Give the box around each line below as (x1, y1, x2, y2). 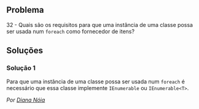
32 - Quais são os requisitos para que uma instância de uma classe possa (6, 21, 193, 28)
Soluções (6, 45, 43, 56)
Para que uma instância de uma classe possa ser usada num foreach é (6, 78, 185, 85)
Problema (6, 5, 44, 15)
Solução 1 (6, 64, 36, 72)
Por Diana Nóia (6, 96, 45, 103)
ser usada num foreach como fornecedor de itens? (6, 28, 135, 35)
